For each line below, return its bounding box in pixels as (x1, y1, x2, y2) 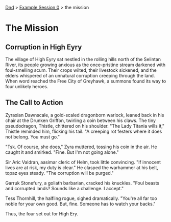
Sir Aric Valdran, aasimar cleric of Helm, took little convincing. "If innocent (5, 159, 161, 165)
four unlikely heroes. (5, 84, 48, 89)
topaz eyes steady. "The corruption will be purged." (5, 170, 114, 176)
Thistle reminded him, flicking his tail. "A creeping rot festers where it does (5, 128, 162, 134)
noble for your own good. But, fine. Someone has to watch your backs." (5, 200, 156, 207)
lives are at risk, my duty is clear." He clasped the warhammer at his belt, (5, 164, 158, 171)
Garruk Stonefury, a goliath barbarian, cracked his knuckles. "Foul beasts (5, 179, 160, 186)
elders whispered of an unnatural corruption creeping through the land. (5, 73, 155, 78)
